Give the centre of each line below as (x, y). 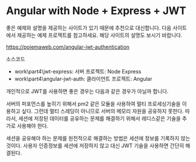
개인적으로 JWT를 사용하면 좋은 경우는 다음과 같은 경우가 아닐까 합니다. (87, 91)
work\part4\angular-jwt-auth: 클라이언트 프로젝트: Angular (83, 79)
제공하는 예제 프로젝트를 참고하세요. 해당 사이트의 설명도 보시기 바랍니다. (99, 35)
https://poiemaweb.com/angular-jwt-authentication (68, 47)
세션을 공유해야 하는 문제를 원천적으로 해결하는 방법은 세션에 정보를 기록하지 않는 (98, 138)
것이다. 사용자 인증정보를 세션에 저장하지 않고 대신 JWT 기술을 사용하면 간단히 (95, 146)
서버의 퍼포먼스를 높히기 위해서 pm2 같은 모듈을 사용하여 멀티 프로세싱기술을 (93, 103)
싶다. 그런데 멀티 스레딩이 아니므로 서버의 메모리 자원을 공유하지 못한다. (103, 111)
